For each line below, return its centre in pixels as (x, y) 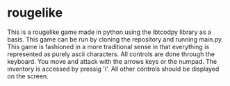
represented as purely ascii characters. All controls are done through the (111, 54)
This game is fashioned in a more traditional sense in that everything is (108, 46)
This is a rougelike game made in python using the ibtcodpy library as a (109, 32)
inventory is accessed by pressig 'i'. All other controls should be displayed (113, 69)
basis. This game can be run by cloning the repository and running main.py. (115, 39)
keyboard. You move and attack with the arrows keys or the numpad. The (112, 61)
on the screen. (28, 76)
